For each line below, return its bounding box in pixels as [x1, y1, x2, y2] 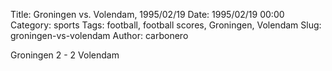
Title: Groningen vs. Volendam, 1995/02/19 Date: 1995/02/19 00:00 [10, 9, 285, 20]
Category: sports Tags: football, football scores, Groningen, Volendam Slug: [10, 19, 322, 31]
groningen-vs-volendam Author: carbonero [10, 30, 189, 41]
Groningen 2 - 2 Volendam [10, 49, 120, 61]
